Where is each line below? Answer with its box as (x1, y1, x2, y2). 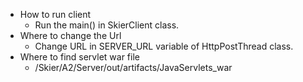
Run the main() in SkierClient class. (34, 19, 180, 31)
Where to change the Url (19, 30, 122, 41)
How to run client (19, 9, 92, 20)
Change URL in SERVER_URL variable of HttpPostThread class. (34, 40, 294, 52)
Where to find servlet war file (19, 51, 140, 63)
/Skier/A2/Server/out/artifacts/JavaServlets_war (34, 62, 233, 73)
